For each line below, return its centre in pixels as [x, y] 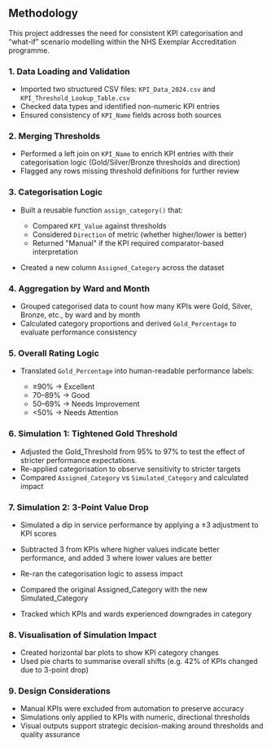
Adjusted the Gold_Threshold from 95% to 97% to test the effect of [133, 452]
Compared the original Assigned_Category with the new [114, 589]
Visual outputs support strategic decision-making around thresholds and [142, 726]
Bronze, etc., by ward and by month [80, 315]
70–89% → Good [61, 395]
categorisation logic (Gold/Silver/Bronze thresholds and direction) [130, 163]
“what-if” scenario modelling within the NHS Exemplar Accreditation [122, 41]
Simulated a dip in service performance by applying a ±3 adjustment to [139, 525]
